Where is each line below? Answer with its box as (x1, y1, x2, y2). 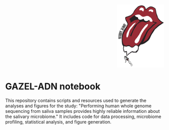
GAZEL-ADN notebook (5, 81, 101, 92)
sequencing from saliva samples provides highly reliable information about (5, 108, 160, 114)
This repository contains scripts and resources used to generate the (5, 97, 147, 103)
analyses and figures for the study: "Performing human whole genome (5, 103, 152, 109)
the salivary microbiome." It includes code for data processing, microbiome (5, 113, 161, 119)
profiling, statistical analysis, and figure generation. (5, 118, 112, 125)
